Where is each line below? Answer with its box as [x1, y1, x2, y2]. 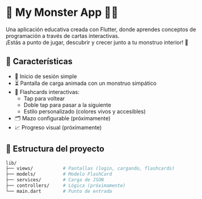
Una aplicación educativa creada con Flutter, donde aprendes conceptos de [5, 26, 197, 33]
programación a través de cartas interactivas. [5, 32, 120, 39]
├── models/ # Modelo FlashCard [5, 171, 113, 178]
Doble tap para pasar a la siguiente [23, 101, 111, 109]
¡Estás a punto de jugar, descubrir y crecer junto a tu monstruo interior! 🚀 [5, 38, 189, 46]
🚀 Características [5, 56, 73, 67]
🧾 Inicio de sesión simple [14, 73, 77, 80]
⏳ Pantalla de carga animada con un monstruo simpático [14, 79, 157, 87]
